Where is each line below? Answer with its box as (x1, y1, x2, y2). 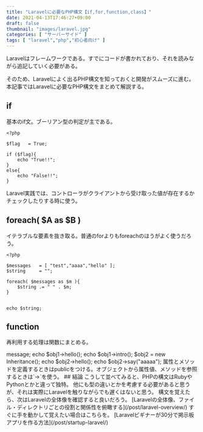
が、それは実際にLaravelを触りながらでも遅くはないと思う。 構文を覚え (6, 388, 185, 396)
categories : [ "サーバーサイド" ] (6, 32, 87, 38)
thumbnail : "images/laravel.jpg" (6, 26, 91, 32)
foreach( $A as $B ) (6, 215, 81, 225)
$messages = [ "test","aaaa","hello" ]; (6, 263, 115, 269)
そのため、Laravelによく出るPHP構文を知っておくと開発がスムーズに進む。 (6, 76, 194, 82)
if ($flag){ (6, 151, 36, 157)
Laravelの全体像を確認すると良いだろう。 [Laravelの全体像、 (27, 396, 179, 403)
